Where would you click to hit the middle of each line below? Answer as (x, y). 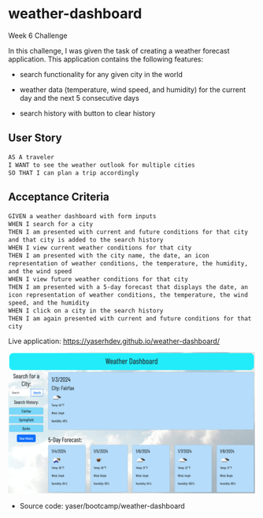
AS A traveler (31, 157)
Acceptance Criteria (59, 197)
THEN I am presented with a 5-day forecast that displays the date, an (128, 287)
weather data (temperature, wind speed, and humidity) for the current (133, 89)
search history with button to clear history (87, 113)
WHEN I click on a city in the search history (86, 311)
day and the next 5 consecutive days (79, 98)
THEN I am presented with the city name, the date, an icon (109, 255)
